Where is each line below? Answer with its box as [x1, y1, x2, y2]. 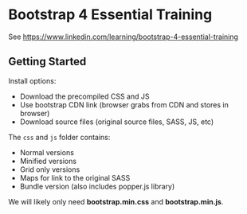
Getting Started [8, 55, 87, 68]
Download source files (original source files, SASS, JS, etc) [19, 117, 214, 126]
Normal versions [19, 147, 74, 157]
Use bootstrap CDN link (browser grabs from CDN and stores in [19, 99, 229, 109]
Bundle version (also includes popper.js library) [19, 181, 175, 191]
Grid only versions [19, 165, 80, 174]
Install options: [8, 76, 57, 85]
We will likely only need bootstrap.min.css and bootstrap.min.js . [8, 196, 224, 206]
